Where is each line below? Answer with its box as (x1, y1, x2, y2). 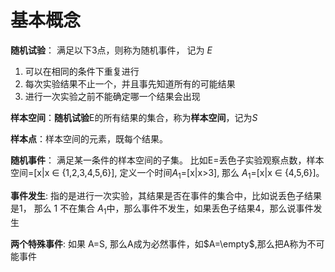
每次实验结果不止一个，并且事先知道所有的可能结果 (24, 77, 236, 90)
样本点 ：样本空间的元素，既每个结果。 (10, 132, 168, 145)
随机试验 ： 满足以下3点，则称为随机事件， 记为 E (10, 44, 213, 56)
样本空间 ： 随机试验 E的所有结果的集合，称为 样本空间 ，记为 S (10, 111, 258, 123)
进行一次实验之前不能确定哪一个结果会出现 (24, 90, 201, 102)
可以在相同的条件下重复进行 (24, 65, 140, 77)
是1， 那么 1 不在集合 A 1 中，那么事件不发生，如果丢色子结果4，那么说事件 (10, 202, 314, 216)
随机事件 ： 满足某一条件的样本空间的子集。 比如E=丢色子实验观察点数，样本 (10, 154, 325, 166)
